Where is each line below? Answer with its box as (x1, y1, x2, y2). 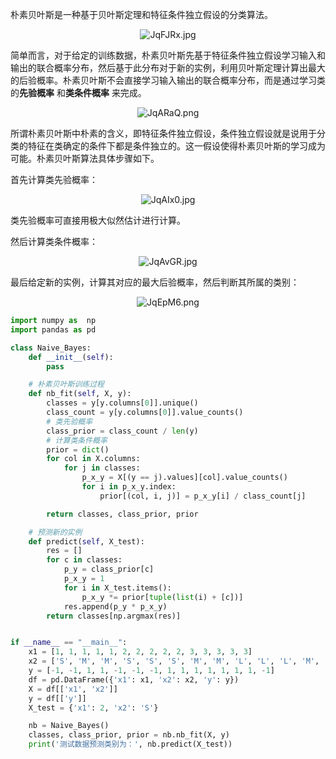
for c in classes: (46, 555, 123, 565)
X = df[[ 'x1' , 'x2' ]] (28, 684, 118, 694)
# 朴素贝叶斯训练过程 (28, 379, 105, 390)
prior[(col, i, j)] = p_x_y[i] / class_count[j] (99, 491, 307, 501)
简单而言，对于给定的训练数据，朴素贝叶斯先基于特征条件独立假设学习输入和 (10, 49, 326, 61)
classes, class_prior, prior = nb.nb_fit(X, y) (28, 730, 230, 740)
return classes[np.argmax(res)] (46, 611, 182, 621)
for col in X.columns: (46, 454, 141, 464)
